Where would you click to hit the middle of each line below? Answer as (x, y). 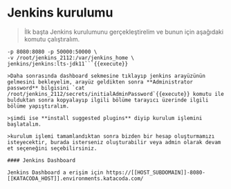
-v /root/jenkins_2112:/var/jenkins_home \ (71, 58)
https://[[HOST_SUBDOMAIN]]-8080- (156, 172)
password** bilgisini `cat (46, 88)
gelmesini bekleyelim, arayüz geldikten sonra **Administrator (100, 82)
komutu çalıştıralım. (52, 39)
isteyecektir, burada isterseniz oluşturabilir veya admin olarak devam (114, 142)
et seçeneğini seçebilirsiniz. (52, 148)
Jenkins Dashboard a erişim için (55, 172)
